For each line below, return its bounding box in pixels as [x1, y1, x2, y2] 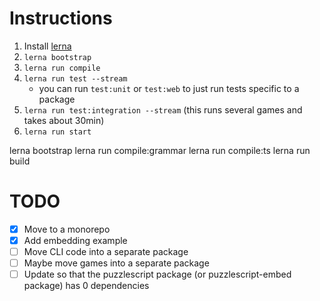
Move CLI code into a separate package [23, 246, 189, 257]
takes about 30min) [23, 114, 105, 126]
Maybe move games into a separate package [23, 257, 210, 269]
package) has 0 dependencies [23, 280, 150, 292]
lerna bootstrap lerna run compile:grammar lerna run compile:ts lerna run [9, 144, 311, 156]
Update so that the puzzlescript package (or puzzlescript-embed [23, 268, 292, 281]
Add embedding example [23, 234, 128, 246]
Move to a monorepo [23, 223, 111, 235]
